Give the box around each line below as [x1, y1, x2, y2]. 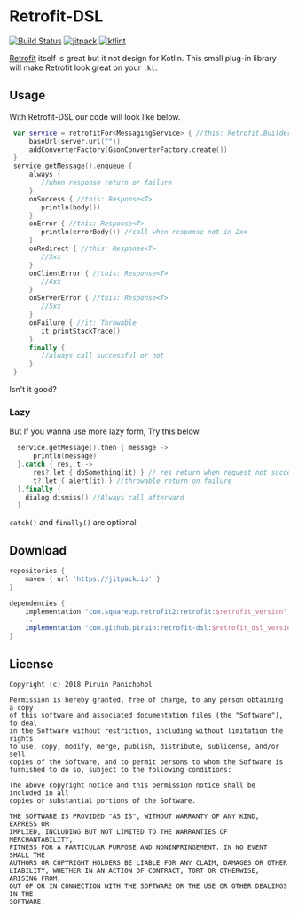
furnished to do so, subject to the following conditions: [9, 765, 232, 774]
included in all [9, 788, 69, 798]
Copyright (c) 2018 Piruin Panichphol [9, 680, 153, 689]
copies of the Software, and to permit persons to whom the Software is [9, 757, 284, 767]
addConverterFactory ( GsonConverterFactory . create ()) [28, 145, 228, 154]
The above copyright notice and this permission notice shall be [9, 781, 255, 790]
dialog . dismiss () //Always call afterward [25, 492, 184, 502]
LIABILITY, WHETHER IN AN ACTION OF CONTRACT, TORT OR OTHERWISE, [9, 866, 260, 875]
